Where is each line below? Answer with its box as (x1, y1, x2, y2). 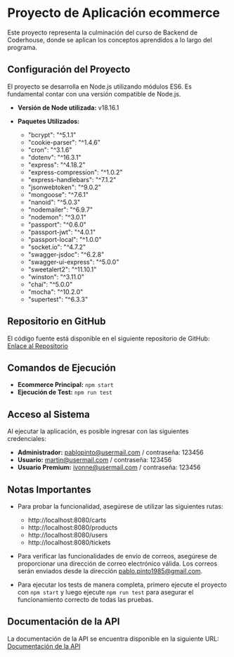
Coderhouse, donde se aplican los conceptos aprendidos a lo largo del (7, 35, 212, 44)
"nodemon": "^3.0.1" (27, 212, 86, 221)
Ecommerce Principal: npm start (17, 381, 114, 389)
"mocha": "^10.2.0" (27, 287, 84, 296)
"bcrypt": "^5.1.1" (27, 130, 77, 139)
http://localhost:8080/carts (27, 516, 107, 524)
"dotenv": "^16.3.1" (27, 153, 82, 161)
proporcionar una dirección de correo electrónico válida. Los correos (17, 559, 218, 568)
